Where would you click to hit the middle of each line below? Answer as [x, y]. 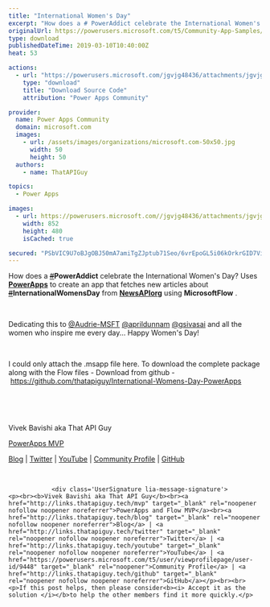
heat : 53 [23, 53]
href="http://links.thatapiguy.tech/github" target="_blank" [113, 574]
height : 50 [48, 157]
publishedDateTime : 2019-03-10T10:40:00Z [79, 46]
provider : [25, 112]
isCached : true [48, 238]
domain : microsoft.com [53, 127]
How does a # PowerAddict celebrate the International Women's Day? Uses [133, 276]
